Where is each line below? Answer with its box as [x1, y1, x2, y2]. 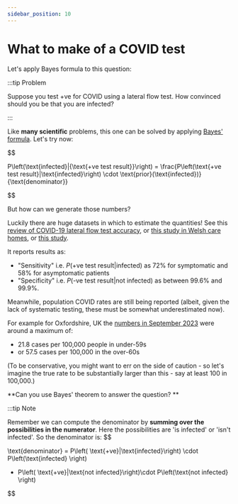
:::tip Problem [7, 78, 47, 87]
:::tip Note [7, 404, 37, 412]
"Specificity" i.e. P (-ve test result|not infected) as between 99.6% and [17, 276, 222, 285]
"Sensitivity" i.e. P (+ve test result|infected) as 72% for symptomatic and [17, 261, 228, 270]
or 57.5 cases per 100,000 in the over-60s [17, 347, 140, 356]
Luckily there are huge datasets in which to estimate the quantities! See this [7, 218, 228, 227]
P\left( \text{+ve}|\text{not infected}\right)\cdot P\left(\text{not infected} [17, 468, 229, 476]
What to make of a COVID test [7, 40, 186, 57]
